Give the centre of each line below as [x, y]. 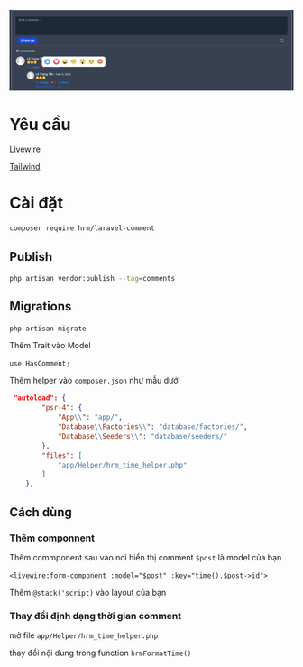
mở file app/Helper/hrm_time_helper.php [84, 635]
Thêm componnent [52, 538]
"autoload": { [40, 398]
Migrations [41, 306]
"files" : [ [62, 455]
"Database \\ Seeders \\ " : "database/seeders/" [142, 436]
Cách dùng [41, 512]
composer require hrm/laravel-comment [82, 228]
